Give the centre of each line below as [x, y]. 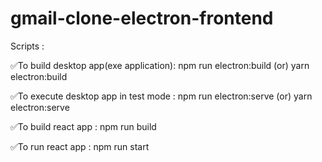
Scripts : [27, 46]
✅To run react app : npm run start [80, 146]
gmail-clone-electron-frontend [142, 18]
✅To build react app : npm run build [83, 126]
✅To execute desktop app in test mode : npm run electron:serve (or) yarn [161, 96]
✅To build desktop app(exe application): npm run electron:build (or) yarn [160, 65]
